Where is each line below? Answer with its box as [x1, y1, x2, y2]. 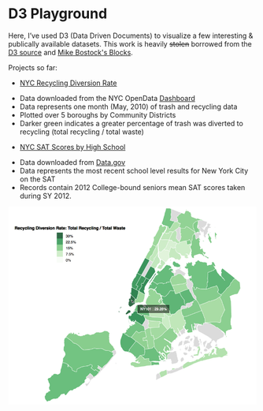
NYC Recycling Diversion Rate [19, 78, 117, 88]
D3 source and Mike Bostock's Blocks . [8, 47, 134, 57]
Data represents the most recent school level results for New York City [19, 166, 249, 175]
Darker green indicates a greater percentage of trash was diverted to [19, 118, 244, 128]
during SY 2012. [19, 191, 72, 200]
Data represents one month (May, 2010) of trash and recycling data [19, 102, 238, 111]
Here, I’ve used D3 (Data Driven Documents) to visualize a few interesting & [8, 31, 254, 40]
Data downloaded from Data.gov [19, 157, 126, 166]
